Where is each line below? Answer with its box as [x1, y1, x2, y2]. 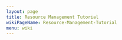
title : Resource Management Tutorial [6, 14, 99, 20]
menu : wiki [6, 25, 33, 31]
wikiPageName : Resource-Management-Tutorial [6, 19, 117, 25]
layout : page [6, 8, 38, 15]
